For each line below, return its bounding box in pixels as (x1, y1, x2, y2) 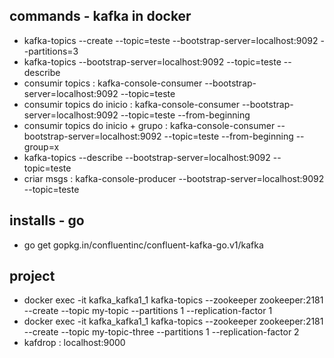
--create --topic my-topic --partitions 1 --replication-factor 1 (23, 305, 273, 317)
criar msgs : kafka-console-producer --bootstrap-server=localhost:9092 (23, 172, 325, 184)
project (9, 268, 56, 285)
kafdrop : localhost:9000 (23, 337, 126, 349)
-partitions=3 (23, 45, 79, 57)
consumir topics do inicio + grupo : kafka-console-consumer (23, 119, 276, 131)
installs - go (9, 212, 85, 229)
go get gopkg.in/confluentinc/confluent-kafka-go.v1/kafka (23, 239, 264, 251)
